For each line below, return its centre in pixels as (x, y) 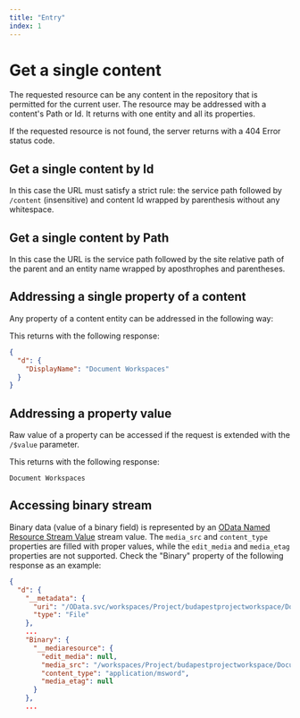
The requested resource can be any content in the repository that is (133, 95)
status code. (32, 141)
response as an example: (55, 565)
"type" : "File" (61, 615)
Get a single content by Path (89, 238)
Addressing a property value (91, 413)
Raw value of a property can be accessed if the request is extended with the (150, 435)
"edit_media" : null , (79, 656)
